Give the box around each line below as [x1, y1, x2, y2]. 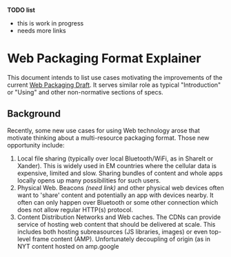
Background [7, 108, 61, 120]
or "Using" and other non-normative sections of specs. [7, 88, 163, 96]
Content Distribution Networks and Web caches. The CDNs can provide [17, 213, 221, 221]
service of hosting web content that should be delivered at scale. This [17, 220, 216, 228]
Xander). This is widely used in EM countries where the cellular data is [17, 161, 217, 169]
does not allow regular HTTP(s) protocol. [17, 205, 133, 214]
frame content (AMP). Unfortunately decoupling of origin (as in [32, 234, 210, 243]
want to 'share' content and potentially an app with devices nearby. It [17, 191, 214, 199]
